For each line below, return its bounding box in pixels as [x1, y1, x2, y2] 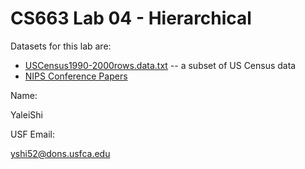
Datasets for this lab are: [10, 40, 112, 52]
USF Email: [10, 128, 55, 140]
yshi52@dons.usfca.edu [10, 147, 111, 159]
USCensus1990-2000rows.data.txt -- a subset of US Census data [24, 59, 297, 71]
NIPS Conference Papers [24, 70, 128, 82]
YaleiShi [10, 108, 43, 121]
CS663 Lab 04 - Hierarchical [10, 7, 252, 30]
